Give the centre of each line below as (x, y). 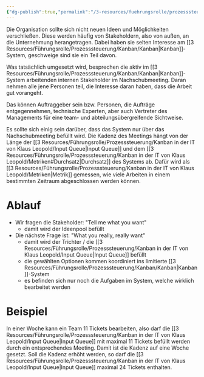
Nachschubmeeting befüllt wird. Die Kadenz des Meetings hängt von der (97, 136)
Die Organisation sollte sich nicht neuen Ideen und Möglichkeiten (87, 29)
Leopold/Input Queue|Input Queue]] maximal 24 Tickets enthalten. (89, 367)
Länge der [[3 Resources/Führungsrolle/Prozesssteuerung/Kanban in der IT (101, 142)
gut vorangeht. (25, 92)
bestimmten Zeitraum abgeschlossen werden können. (73, 181)
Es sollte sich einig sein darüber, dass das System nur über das (85, 129)
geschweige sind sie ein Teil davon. (73, 55)
